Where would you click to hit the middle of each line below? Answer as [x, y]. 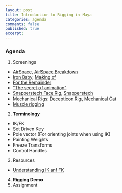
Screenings [25, 62]
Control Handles [30, 151]
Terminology [26, 114]
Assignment [25, 185]
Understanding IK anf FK [38, 170]
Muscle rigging [28, 104]
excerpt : [14, 33]
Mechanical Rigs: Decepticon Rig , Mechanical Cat [65, 99]
